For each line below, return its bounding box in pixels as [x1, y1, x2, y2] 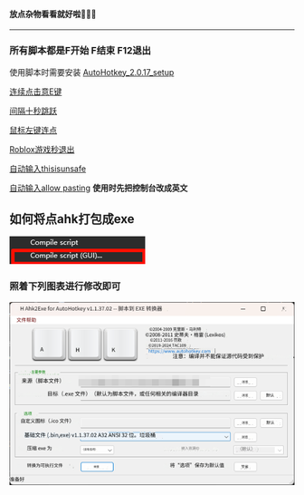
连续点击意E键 [9, 86, 62, 97]
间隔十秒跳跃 [9, 105, 57, 116]
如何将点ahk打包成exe [9, 211, 135, 227]
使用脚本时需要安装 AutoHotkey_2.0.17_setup [9, 66, 175, 77]
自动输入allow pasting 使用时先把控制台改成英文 [9, 182, 188, 193]
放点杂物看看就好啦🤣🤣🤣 [9, 8, 97, 19]
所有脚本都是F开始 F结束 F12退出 [9, 44, 152, 57]
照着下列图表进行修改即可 [9, 280, 121, 293]
